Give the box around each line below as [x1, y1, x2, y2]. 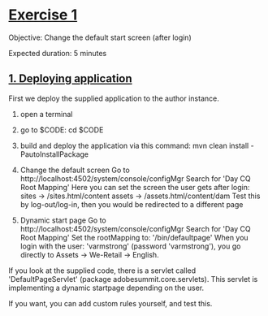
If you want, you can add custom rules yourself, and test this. [8, 298, 213, 308]
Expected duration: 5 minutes [8, 48, 107, 58]
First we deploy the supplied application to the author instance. [8, 93, 219, 103]
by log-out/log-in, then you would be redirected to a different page [19, 199, 244, 209]
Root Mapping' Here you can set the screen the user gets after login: [19, 182, 250, 192]
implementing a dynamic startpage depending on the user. [8, 283, 205, 292]
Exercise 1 [8, 6, 78, 24]
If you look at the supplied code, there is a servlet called [8, 266, 197, 275]
